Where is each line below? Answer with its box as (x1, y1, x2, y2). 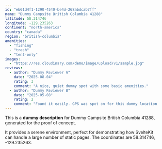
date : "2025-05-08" (14, 92, 53, 97)
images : (5, 57, 21, 61)
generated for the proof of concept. (5, 120, 76, 126)
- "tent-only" (9, 52, 38, 57)
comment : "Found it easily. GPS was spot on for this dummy (14, 102, 138, 106)
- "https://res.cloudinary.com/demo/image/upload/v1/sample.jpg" (9, 61, 145, 66)
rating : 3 (14, 79, 34, 84)
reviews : (5, 66, 23, 71)
